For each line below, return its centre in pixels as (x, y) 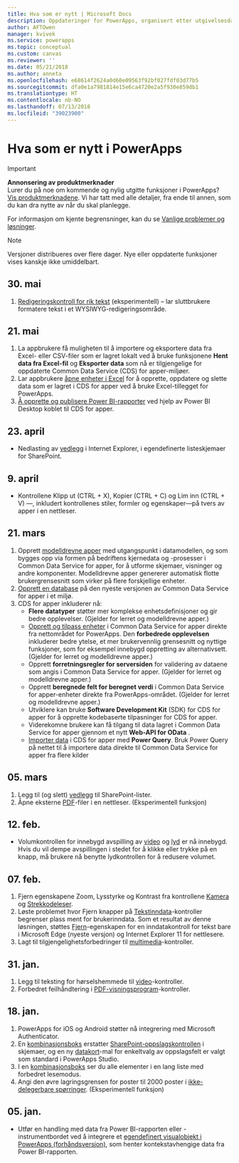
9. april (23, 478)
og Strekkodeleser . (45, 904)
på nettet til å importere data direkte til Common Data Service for (123, 747)
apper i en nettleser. (47, 511)
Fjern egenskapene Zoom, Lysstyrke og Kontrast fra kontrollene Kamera (123, 896)
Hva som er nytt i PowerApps (95, 149)
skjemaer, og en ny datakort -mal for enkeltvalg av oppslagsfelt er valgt (121, 1051)
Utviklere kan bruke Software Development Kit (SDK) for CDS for (124, 709)
